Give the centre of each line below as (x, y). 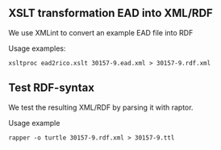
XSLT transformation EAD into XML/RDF (111, 13)
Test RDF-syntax (52, 88)
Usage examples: (37, 48)
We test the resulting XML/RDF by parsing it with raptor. (101, 107)
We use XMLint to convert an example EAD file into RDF (101, 32)
